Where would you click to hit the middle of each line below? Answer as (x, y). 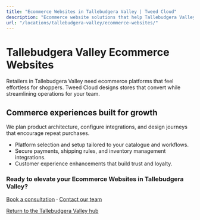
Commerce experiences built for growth (82, 113)
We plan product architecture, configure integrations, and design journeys (97, 127)
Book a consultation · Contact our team (54, 199)
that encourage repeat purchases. (48, 133)
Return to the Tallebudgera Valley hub (52, 211)
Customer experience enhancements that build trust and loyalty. (93, 164)
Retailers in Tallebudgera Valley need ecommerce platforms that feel (90, 81)
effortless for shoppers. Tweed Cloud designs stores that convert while (93, 87)
